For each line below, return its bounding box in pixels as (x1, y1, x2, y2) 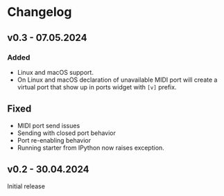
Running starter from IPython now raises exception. (17, 143, 164, 152)
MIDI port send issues (17, 121, 80, 130)
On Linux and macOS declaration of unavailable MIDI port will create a (17, 75, 218, 84)
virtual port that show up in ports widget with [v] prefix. (17, 82, 177, 91)
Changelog (7, 4, 72, 20)
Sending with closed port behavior (17, 129, 117, 137)
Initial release (7, 181, 45, 190)
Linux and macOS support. (17, 68, 94, 76)
